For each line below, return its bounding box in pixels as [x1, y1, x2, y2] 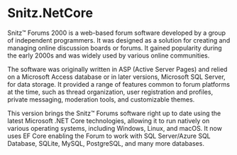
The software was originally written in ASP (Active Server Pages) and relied [7, 65, 228, 73]
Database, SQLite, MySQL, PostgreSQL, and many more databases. [7, 139, 204, 147]
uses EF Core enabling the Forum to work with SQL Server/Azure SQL [7, 132, 211, 140]
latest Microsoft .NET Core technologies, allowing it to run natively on [7, 116, 210, 125]
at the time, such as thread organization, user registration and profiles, [7, 87, 214, 96]
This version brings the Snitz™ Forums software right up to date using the [7, 109, 221, 117]
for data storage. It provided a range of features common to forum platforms [7, 80, 231, 88]
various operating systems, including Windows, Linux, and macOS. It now [7, 124, 222, 132]
